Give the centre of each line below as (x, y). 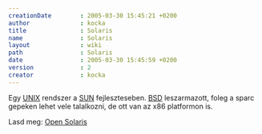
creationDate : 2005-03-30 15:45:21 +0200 (93, 16)
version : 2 (50, 68)
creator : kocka (57, 75)
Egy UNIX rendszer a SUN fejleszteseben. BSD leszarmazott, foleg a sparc (131, 97)
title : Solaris (60, 30)
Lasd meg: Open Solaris (48, 121)
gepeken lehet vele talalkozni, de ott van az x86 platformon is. (111, 106)
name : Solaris (60, 38)
